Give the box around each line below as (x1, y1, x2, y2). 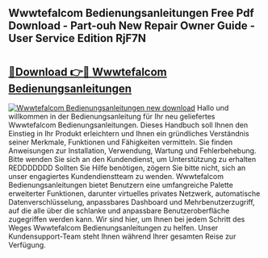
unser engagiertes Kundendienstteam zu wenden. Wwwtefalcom (8, 172, 224, 181)
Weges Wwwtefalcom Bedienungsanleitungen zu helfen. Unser (8, 223, 219, 232)
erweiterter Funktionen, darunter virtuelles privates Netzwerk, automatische (8, 189, 261, 198)
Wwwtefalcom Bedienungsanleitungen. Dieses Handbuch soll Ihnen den (8, 120, 249, 130)
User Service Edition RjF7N (8, 31, 147, 45)
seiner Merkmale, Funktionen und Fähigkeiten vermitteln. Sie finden (8, 137, 233, 147)
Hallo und (196, 103, 229, 112)
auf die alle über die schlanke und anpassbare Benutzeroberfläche (8, 206, 230, 215)
